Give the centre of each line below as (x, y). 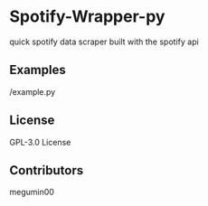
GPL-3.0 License (40, 142)
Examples (38, 70)
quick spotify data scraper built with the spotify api (104, 42)
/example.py (33, 91)
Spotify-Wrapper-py (87, 17)
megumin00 (32, 192)
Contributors (47, 170)
